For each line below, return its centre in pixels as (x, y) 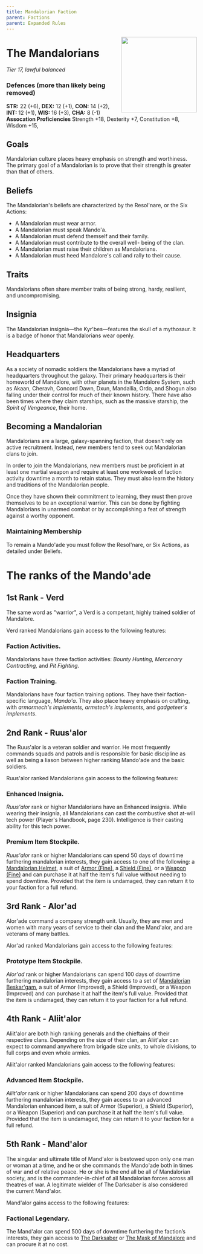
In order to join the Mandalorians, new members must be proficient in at (95, 465)
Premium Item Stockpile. (43, 842)
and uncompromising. (34, 296)
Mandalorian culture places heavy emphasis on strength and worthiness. (97, 159)
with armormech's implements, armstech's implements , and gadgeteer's (97, 707)
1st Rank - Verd (35, 598)
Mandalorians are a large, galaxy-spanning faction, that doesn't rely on (95, 441)
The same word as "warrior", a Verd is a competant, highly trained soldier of (101, 612)
